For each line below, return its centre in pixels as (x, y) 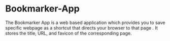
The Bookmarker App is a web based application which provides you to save (85, 22)
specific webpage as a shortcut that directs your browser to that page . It (82, 27)
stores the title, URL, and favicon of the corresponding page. (69, 33)
